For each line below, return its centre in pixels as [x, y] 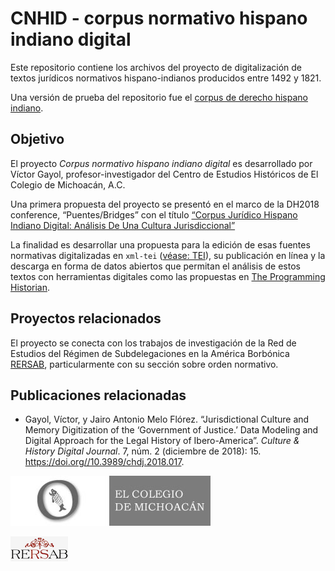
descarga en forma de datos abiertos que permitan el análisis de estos [155, 266]
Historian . [30, 287]
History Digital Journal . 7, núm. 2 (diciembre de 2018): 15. [143, 451]
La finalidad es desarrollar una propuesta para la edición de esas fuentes [160, 244]
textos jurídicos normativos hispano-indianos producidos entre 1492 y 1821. [166, 78]
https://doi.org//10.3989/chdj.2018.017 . [104, 462]
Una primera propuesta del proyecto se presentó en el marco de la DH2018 [165, 204]
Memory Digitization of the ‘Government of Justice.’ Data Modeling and [171, 430]
